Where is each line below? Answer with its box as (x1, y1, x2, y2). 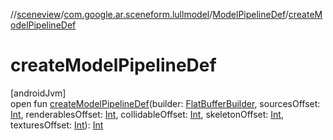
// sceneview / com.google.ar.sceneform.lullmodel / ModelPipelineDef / (10, 9, 289, 20)
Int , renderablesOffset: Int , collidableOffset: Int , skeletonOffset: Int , (10, 108, 284, 120)
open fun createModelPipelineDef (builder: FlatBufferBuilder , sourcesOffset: (10, 97, 321, 109)
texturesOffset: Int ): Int (10, 119, 104, 131)
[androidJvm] (10, 87, 67, 99)
